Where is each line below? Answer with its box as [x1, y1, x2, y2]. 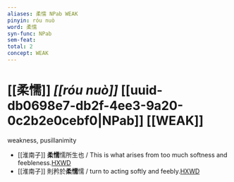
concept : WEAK [7, 50, 49, 57]
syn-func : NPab [7, 30, 52, 37]
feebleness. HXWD [17, 158, 72, 166]
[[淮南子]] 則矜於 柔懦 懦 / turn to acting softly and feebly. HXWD [17, 166, 200, 175]
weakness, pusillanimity [7, 135, 77, 145]
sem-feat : [7, 37, 37, 44]
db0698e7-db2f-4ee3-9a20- [7, 98, 183, 114]
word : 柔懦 [7, 23, 37, 30]
